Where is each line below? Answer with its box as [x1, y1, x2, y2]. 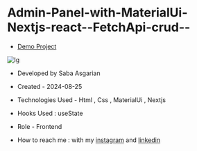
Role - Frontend [17, 122, 62, 130]
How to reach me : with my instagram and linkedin [17, 136, 161, 144]
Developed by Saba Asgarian [17, 69, 101, 77]
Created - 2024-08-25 [17, 82, 83, 90]
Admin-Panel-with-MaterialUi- [7, 5, 188, 21]
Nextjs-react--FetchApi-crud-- [7, 19, 191, 35]
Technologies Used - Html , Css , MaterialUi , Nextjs [17, 95, 166, 104]
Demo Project [17, 42, 57, 50]
